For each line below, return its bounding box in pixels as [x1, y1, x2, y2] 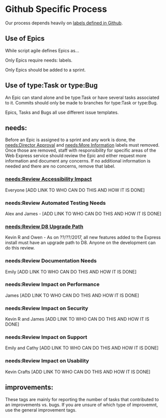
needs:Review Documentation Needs [5, 257, 97, 264]
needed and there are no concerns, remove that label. [5, 163, 116, 169]
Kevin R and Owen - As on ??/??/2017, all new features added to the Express [5, 235, 161, 241]
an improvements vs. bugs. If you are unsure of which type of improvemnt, [5, 402, 158, 408]
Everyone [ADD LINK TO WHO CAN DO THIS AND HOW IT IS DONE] [5, 187, 145, 193]
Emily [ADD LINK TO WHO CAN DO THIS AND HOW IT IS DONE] [5, 268, 137, 274]
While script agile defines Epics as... [5, 47, 80, 53]
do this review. [5, 245, 35, 251]
